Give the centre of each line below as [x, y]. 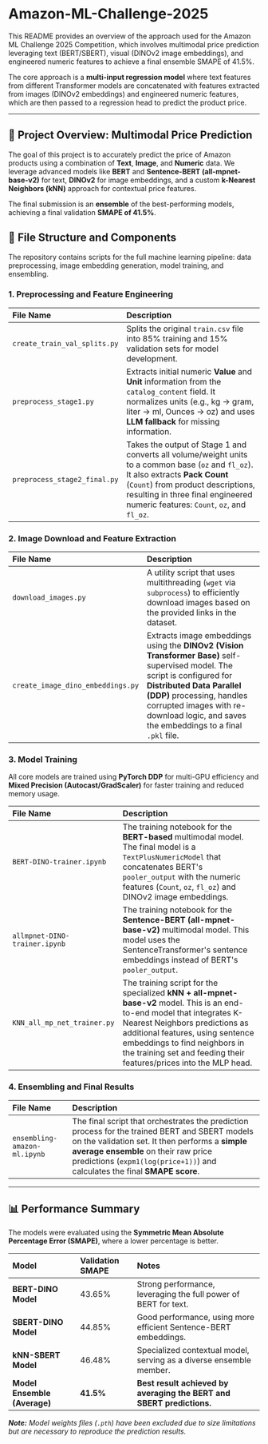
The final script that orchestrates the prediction [160, 1121]
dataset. [162, 623]
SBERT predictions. [174, 1402]
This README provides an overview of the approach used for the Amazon [130, 36]
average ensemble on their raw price [142, 1151]
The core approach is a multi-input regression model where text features [130, 77]
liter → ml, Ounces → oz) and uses [191, 411]
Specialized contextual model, [193, 1350]
